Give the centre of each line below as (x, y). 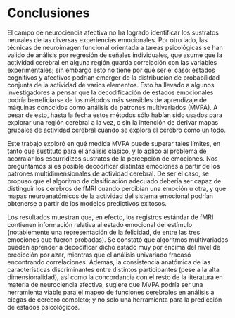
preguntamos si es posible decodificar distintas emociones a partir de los (114, 166)
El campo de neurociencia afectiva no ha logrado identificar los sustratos (113, 32)
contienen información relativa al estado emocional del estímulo (100, 224)
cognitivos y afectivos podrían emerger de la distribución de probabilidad (114, 77)
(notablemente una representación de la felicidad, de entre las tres (104, 232)
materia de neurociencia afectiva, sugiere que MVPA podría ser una (105, 284)
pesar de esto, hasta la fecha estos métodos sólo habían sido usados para (115, 115)
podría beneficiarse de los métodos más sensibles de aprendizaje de (107, 99)
